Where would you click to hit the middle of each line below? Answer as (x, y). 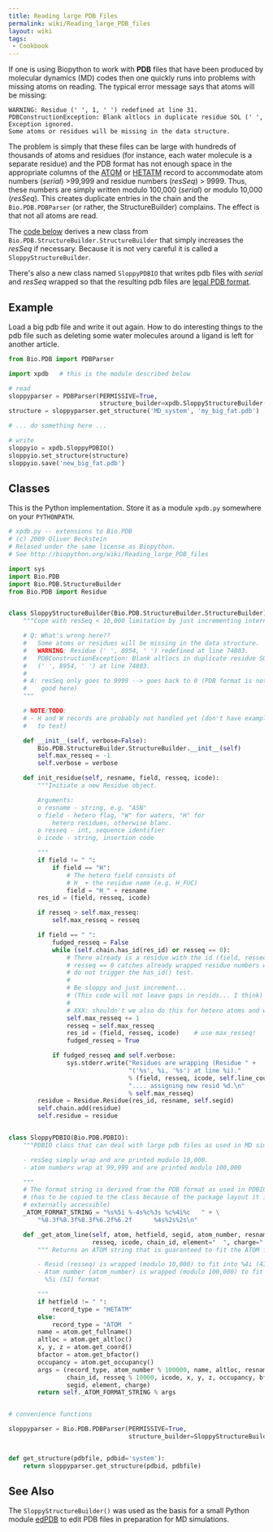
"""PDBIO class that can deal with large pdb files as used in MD (138, 1145)
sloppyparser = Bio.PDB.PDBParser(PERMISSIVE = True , (97, 1429)
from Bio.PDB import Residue (58, 592)
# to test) (45, 726)
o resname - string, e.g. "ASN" (93, 807)
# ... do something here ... (58, 426)
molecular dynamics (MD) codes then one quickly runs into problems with (132, 78)
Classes (29, 488)
